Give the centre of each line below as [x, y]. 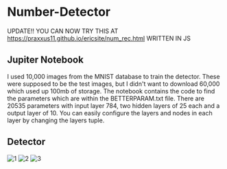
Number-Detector [59, 12]
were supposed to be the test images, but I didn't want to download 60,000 [113, 84]
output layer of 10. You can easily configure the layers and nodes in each [110, 113]
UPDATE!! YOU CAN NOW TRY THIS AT [63, 31]
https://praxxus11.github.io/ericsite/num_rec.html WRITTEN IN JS [99, 38]
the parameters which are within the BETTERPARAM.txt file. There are [106, 98]
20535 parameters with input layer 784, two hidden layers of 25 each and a [113, 105]
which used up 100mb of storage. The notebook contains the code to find [111, 91]
